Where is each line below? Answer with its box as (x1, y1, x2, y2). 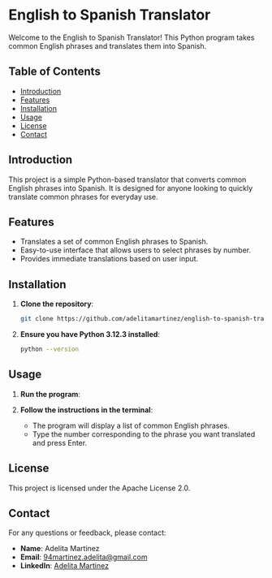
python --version (19, 345, 80, 354)
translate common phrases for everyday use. (8, 192, 158, 201)
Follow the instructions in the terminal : (19, 404, 153, 415)
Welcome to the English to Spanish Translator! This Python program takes (8, 32, 255, 42)
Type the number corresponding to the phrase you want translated (32, 429, 256, 439)
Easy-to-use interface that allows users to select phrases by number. (19, 245, 252, 255)
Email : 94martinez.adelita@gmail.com (19, 552, 148, 562)
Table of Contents (8, 65, 101, 79)
